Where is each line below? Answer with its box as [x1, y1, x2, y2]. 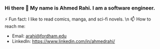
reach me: [4, 23, 25, 29]
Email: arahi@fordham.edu [11, 33, 67, 39]
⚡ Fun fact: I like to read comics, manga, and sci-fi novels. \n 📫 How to [4, 16, 151, 22]
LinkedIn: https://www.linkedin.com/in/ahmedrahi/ [11, 38, 115, 44]
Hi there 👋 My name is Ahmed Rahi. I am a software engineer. [4, 4, 155, 11]
